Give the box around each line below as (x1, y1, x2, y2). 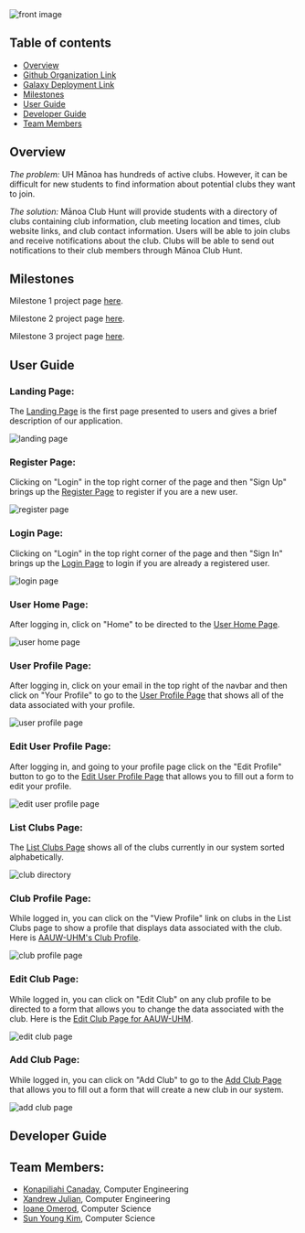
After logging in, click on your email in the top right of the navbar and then (9, 681, 288, 692)
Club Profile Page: (9, 892, 91, 905)
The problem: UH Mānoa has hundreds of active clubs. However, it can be (9, 168, 288, 179)
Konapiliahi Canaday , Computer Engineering (22, 1184, 189, 1195)
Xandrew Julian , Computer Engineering (22, 1194, 171, 1204)
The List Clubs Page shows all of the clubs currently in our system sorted (9, 842, 285, 852)
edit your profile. (9, 780, 72, 791)
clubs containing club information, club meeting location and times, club (9, 215, 281, 227)
